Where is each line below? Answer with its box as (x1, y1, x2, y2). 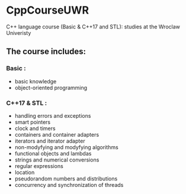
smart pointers (14, 118, 51, 125)
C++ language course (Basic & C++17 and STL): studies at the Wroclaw (6, 23, 181, 30)
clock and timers (14, 125, 56, 132)
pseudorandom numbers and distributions (14, 175, 118, 182)
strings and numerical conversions (14, 156, 100, 163)
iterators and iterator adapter (14, 137, 85, 144)
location (14, 169, 35, 176)
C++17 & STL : (6, 99, 47, 107)
